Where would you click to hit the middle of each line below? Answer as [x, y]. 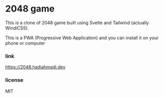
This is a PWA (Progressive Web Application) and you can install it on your [82, 38]
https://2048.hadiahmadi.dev [35, 67]
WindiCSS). [17, 28]
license [14, 80]
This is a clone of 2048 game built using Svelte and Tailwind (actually [77, 23]
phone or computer [25, 43]
